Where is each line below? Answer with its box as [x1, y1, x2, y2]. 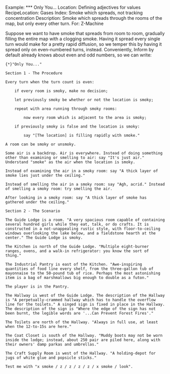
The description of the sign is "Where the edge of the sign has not [5, 306, 156, 311]
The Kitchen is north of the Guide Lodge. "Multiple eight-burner [5, 244, 149, 249]
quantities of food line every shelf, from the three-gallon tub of [5, 266, 154, 271]
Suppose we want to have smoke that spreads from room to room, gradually [5, 30, 165, 36]
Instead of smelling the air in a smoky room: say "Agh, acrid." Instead [5, 182, 165, 187]
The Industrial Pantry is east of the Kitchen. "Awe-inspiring [5, 262, 143, 267]
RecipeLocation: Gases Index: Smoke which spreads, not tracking [5, 10, 143, 16]
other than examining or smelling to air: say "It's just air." [5, 155, 145, 160]
